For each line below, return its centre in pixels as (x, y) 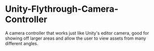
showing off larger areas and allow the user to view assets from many (76, 38)
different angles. (22, 43)
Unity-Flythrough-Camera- (62, 9)
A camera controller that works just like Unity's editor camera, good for (77, 33)
